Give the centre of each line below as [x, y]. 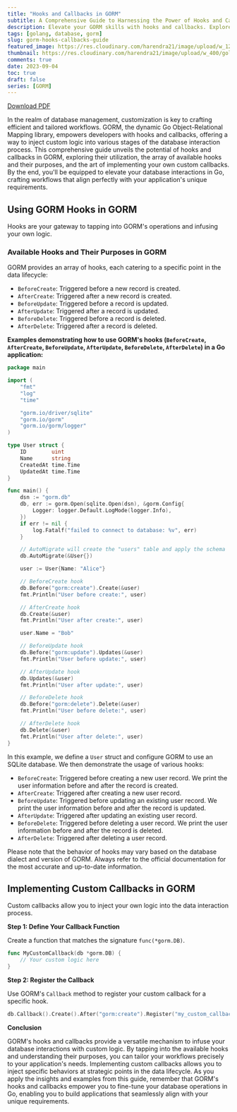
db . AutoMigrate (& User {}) [56, 556]
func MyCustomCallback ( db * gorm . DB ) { [64, 953]
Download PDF [29, 106]
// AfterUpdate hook [50, 672]
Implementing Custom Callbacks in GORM [101, 889]
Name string [45, 458]
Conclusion [25, 1027]
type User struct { [36, 445]
